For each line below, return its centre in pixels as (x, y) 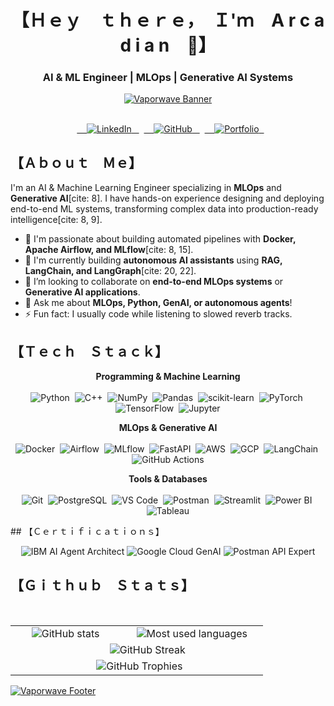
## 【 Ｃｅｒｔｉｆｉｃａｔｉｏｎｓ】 (87, 532)
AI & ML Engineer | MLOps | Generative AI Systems (168, 78)
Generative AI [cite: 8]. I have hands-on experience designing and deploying (167, 198)
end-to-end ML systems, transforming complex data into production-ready (164, 209)
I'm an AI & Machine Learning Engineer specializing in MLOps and (146, 188)
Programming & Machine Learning (168, 377)
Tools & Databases (168, 479)
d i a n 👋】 (168, 45)
